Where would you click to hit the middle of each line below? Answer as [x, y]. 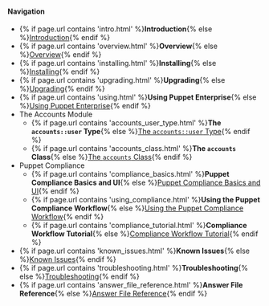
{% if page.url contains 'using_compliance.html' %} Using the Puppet [145, 200]
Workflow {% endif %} [67, 217]
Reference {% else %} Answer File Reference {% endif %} [113, 294]
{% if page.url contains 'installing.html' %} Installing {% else [118, 63]
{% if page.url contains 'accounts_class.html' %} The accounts [134, 149]
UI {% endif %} [55, 191]
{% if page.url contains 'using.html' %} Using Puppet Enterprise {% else [138, 97]
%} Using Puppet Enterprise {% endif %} [85, 106]
